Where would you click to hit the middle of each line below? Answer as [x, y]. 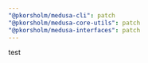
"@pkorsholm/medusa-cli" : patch [62, 15]
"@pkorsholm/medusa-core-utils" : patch [74, 23]
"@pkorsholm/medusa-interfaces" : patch [74, 30]
